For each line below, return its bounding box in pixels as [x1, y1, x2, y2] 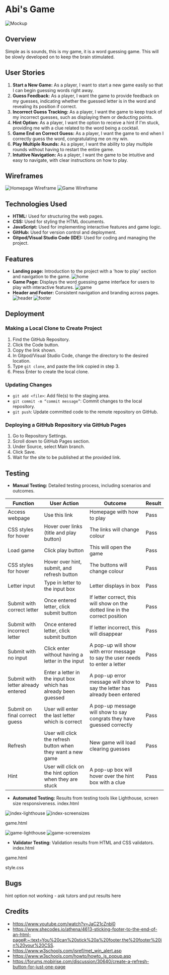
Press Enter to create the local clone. [12, 368, 89, 375]
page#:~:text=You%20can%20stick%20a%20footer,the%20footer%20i [12, 937, 162, 943]
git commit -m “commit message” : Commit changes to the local [12, 398, 142, 404]
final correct [8, 712, 37, 719]
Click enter [44, 645, 70, 652]
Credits [5, 907, 29, 916]
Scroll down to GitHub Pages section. [12, 438, 90, 445]
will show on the [90, 600, 128, 607]
